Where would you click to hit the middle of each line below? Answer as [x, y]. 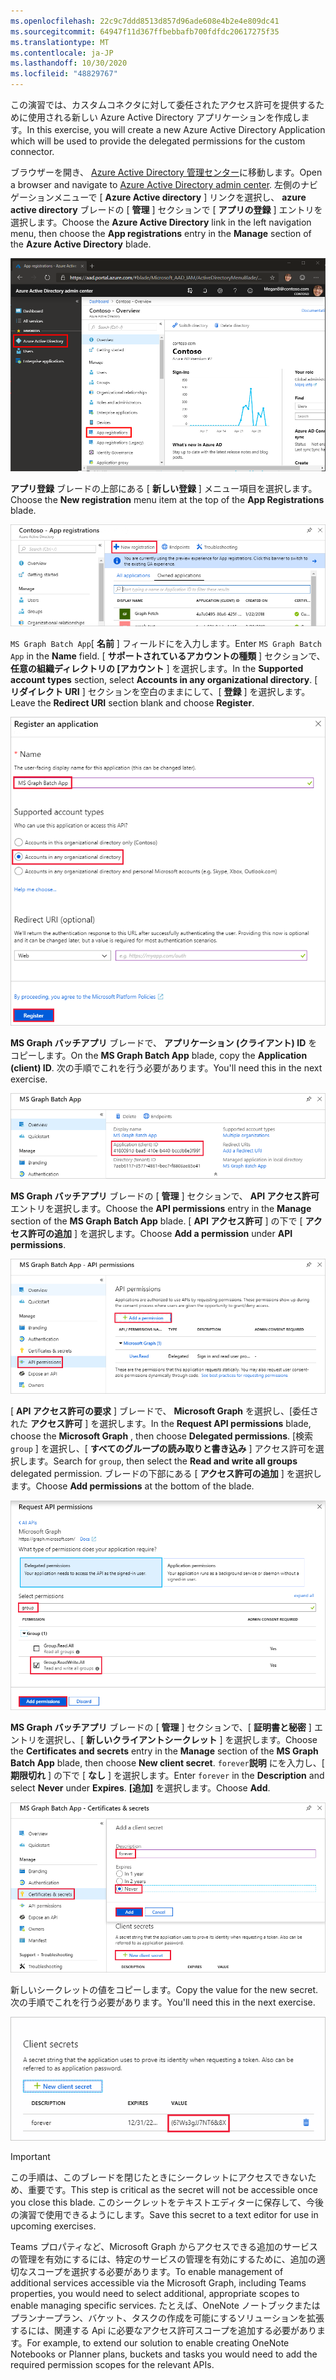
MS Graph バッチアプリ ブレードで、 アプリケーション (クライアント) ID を [164, 1043]
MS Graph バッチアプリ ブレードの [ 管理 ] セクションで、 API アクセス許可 [165, 1196]
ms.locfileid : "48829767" [64, 74]
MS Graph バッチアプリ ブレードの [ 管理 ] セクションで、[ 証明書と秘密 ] [161, 1727]
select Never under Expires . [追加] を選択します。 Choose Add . [140, 1788]
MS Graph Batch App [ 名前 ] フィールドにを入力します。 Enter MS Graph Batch [166, 644]
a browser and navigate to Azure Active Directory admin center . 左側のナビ [164, 184]
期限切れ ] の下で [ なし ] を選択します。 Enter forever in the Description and [167, 1776]
